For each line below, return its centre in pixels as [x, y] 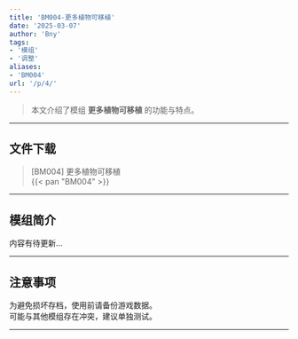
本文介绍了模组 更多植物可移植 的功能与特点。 [115, 110]
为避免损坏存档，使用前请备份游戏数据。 [83, 305]
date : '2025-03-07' [45, 26]
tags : [19, 42]
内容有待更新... [36, 243]
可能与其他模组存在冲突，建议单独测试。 [83, 317]
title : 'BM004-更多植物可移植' [62, 17]
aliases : [25, 67]
